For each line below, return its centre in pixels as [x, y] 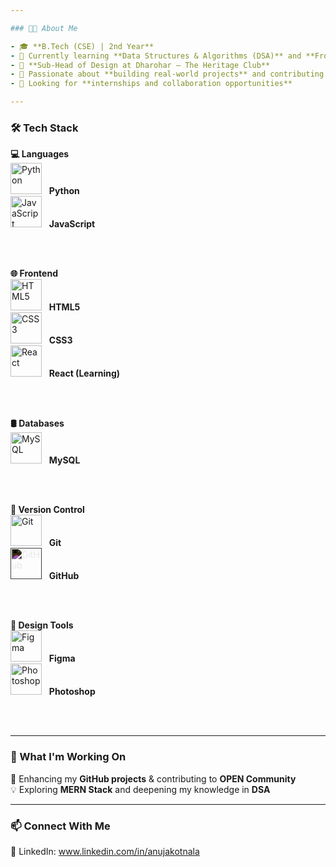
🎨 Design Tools [42, 625]
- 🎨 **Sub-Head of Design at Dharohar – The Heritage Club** [140, 65]
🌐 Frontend [34, 273]
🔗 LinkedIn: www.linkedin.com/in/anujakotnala [105, 851]
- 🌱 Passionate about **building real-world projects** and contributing [167, 74]
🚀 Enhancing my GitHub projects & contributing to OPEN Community [153, 778]
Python [64, 191]
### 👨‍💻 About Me [44, 28]
